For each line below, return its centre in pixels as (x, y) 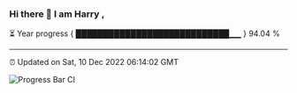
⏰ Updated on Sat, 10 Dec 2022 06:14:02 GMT (94, 62)
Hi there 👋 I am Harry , (57, 14)
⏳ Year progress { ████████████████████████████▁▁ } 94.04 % (145, 33)
